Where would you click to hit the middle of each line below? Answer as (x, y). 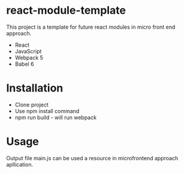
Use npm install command (47, 111)
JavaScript (28, 51)
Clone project (32, 105)
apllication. (20, 164)
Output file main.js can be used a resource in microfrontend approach (92, 158)
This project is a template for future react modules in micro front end (91, 27)
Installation (35, 88)
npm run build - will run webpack (56, 117)
